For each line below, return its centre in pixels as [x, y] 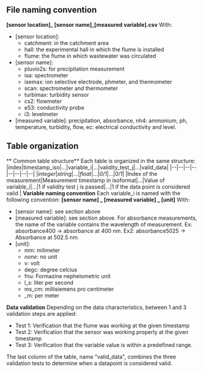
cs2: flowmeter [43, 101]
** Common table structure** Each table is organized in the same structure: [101, 161]
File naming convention [52, 10]
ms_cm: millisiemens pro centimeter [69, 289]
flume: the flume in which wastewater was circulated [90, 56]
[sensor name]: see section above [58, 211]
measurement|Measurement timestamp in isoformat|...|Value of [86, 180]
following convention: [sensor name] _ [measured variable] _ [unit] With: [98, 200]
